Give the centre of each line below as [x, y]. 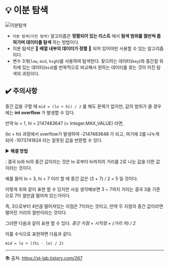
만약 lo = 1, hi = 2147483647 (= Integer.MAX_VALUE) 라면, [65, 123]
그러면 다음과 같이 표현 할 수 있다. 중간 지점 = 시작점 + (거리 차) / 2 [70, 223]
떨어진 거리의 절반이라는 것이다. [36, 212]
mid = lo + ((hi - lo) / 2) [35, 243]
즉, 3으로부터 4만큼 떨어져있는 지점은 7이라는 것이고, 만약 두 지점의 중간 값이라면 [84, 206]
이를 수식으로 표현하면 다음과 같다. [39, 234]
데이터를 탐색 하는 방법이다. [53, 42]
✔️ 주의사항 [21, 91]
